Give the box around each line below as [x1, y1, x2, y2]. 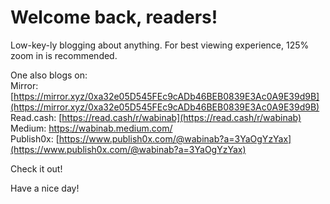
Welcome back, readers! [10, 6, 218, 29]
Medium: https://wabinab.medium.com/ [10, 122, 173, 134]
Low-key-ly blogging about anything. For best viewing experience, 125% [10, 39, 310, 51]
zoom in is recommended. [10, 49, 118, 61]
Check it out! [10, 162, 63, 175]
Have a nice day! [10, 182, 80, 194]
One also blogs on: [10, 69, 88, 81]
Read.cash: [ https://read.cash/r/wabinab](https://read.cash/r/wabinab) [10, 111, 302, 123]
